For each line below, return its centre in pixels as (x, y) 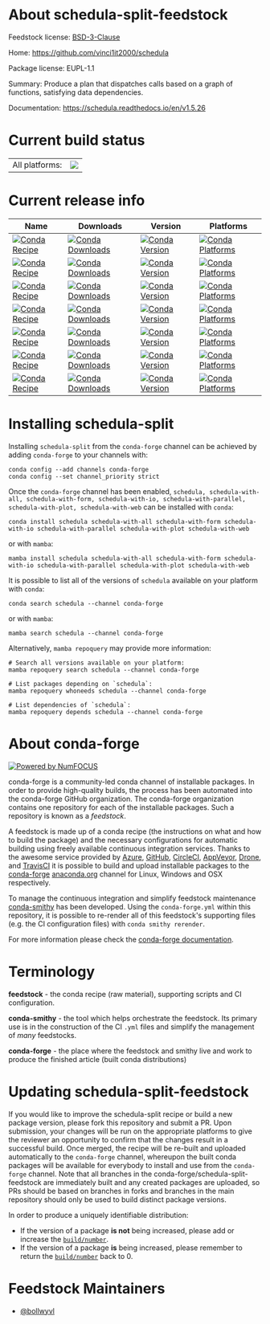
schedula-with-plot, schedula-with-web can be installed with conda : (121, 507)
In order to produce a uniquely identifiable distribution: (98, 1215)
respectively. (29, 882)
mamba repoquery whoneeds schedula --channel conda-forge (107, 691)
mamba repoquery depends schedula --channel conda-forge (106, 712)
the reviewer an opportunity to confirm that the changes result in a (119, 1139)
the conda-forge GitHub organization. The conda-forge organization (121, 799)
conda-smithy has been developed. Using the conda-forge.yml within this (130, 906)
